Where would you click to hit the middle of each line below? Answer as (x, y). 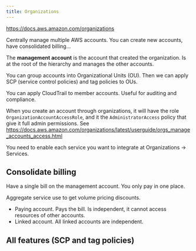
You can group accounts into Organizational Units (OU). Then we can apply (97, 75)
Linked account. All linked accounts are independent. (79, 221)
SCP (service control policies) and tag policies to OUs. (72, 82)
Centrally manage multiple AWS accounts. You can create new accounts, (94, 40)
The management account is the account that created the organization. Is (96, 57)
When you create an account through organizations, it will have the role (93, 110)
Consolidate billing (41, 172)
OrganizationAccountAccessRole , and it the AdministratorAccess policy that (96, 117)
